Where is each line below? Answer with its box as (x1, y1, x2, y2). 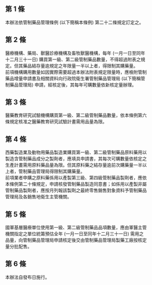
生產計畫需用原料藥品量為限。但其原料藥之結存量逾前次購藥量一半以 (5, 162, 147, 168)
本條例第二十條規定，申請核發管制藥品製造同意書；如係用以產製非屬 (5, 181, 147, 187)
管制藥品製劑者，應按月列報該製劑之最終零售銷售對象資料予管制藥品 (5, 187, 147, 194)
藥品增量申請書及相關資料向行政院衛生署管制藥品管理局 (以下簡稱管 (5, 75, 145, 81)
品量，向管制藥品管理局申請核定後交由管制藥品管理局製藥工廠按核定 (5, 237, 147, 243)
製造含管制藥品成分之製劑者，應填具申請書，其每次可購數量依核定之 (5, 156, 147, 162)
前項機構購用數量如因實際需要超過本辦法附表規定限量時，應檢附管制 (5, 69, 147, 75)
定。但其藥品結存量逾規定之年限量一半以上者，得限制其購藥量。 (5, 62, 138, 68)
